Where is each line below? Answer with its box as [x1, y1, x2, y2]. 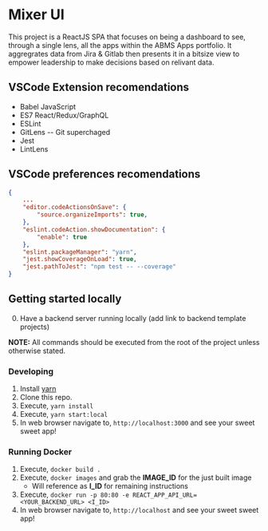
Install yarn [19, 384, 57, 394]
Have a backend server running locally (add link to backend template [19, 313, 246, 323]
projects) [19, 322, 50, 331]
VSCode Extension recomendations [8, 81, 190, 94]
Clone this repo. [19, 393, 73, 402]
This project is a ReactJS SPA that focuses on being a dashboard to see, [8, 32, 246, 42]
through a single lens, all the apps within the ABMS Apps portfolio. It [8, 40, 232, 50]
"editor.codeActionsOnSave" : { [22, 204, 127, 212]
